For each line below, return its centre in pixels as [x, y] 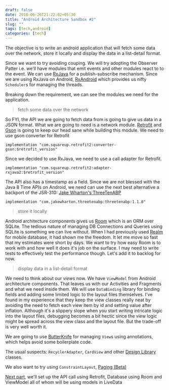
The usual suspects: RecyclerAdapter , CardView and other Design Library [81, 352]
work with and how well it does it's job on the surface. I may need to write [82, 248]
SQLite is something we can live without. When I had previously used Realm [84, 232]
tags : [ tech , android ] [28, 29]
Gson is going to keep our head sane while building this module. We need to [85, 130]
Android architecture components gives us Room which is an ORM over [80, 221]
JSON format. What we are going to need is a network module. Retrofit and [83, 125]
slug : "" [14, 24]
